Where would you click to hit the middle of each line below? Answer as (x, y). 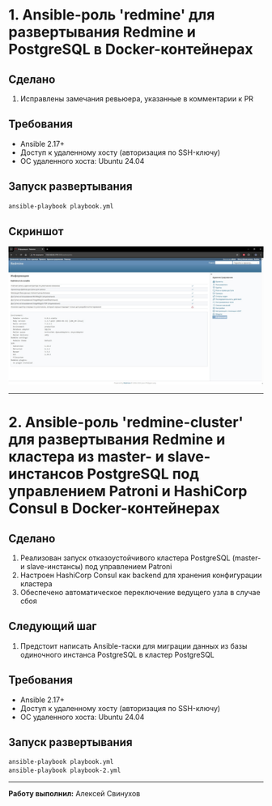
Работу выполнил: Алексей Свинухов (74, 794)
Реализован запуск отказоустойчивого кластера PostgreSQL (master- (140, 558)
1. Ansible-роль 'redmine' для (112, 15)
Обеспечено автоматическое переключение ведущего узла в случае (140, 592)
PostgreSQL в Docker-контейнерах (131, 49)
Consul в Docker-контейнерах (114, 509)
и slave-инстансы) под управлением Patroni (96, 566)
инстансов (46, 474)
